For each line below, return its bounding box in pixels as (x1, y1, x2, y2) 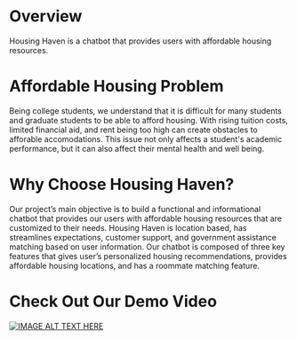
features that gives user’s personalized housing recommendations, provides (9, 250, 287, 261)
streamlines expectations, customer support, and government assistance (9, 232, 277, 242)
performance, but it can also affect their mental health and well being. (9, 143, 265, 154)
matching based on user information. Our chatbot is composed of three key (9, 241, 285, 252)
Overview (9, 6, 83, 27)
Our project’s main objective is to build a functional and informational (9, 203, 261, 214)
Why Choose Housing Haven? (9, 175, 235, 194)
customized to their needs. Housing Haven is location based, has (9, 222, 247, 233)
